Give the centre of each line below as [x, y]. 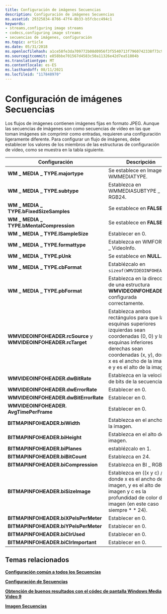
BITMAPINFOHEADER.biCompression [53, 464]
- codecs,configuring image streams [43, 33]
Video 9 [13, 596]
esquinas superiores [132, 323]
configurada [123, 297]
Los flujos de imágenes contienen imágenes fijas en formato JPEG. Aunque [82, 123]
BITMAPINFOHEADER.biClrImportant [52, 542]
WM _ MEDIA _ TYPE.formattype [47, 245]
